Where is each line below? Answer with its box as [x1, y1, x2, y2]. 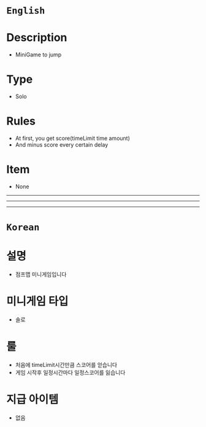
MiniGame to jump [15, 51, 62, 58]
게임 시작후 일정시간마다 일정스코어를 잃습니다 [15, 369, 126, 376]
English [6, 5, 45, 17]
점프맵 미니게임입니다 [15, 271, 67, 278]
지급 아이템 [6, 393, 59, 407]
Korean [6, 221, 40, 233]
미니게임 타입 [6, 294, 69, 309]
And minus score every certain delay [15, 141, 109, 148]
